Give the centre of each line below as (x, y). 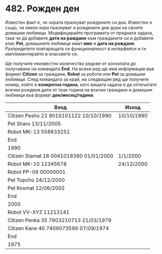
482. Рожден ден (42, 9)
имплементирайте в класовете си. (42, 54)
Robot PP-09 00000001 (37, 172)
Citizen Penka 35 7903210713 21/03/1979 (59, 220)
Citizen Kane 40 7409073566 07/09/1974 (58, 228)
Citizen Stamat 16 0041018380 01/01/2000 (61, 155)
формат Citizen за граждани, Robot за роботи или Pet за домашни (75, 74)
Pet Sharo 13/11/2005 (34, 123)
